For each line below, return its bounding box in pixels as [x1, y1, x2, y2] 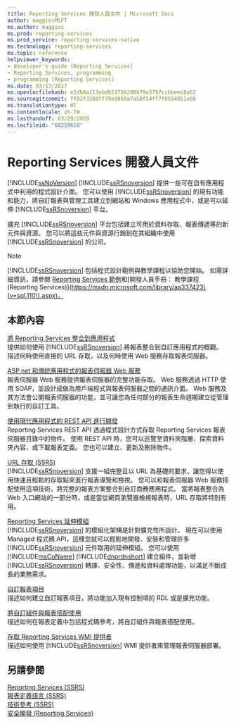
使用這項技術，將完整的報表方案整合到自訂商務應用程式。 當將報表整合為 [13, 485, 225, 493]
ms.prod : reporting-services [7, 30, 93, 37]
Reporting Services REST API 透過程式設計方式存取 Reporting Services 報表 [7, 425, 226, 434]
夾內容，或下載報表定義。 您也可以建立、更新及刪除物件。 [7, 443, 176, 451]
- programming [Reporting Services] [7, 75, 114, 83]
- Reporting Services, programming [7, 69, 112, 76]
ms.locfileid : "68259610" [7, 121, 83, 129]
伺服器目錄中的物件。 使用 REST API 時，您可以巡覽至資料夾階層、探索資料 [7, 435, 225, 443]
